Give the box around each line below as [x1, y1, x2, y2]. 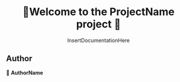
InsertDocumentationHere [67, 37, 130, 44]
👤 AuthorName [6, 69, 43, 76]
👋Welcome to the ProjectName [22, 5, 175, 19]
